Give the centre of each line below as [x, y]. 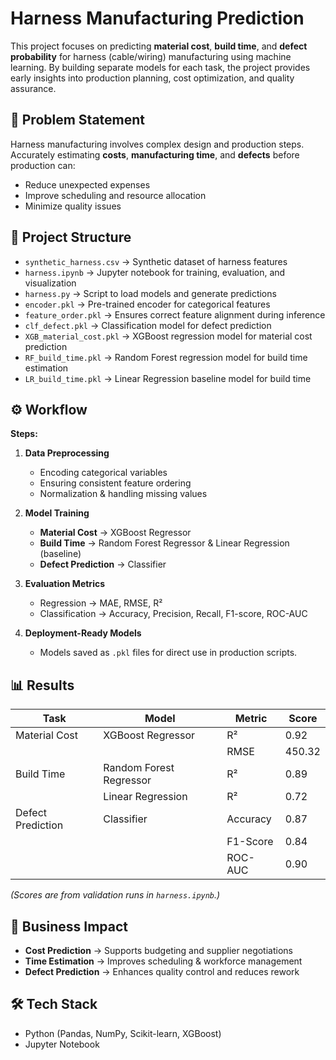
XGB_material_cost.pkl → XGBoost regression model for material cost [168, 336]
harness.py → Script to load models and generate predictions [150, 293]
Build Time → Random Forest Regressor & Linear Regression [164, 543]
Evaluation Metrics [65, 584]
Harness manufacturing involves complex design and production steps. [157, 144]
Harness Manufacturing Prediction [157, 18]
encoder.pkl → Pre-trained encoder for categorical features [147, 304]
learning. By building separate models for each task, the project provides [160, 67]
